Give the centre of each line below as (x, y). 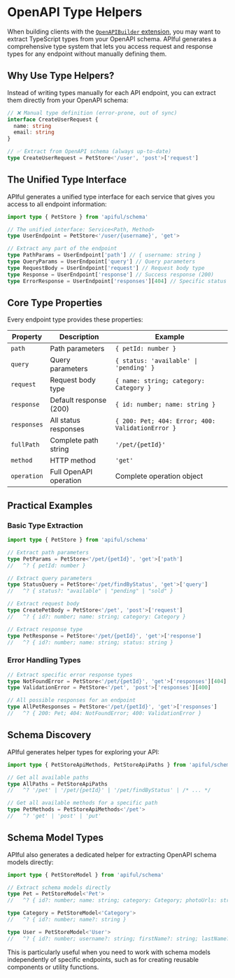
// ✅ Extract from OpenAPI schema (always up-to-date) (90, 152)
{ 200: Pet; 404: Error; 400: (165, 421)
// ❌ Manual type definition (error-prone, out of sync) (92, 113)
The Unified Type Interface (67, 180)
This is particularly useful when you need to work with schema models (109, 952)
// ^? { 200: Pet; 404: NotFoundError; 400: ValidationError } (104, 714)
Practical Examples (50, 505)
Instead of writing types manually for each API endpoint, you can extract (112, 92)
